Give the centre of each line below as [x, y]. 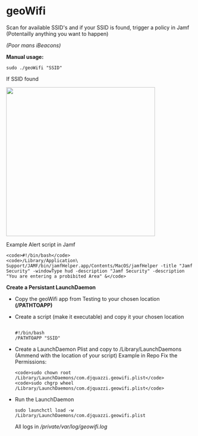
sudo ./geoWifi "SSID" [34, 68]
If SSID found [22, 79]
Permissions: [31, 362]
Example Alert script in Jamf [41, 244]
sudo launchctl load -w [44, 410]
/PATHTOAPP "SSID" [37, 338]
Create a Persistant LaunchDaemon [51, 287]
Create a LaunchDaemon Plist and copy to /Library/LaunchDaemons [98, 349]
